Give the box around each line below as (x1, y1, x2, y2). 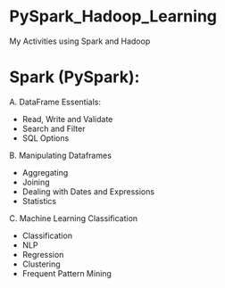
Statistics (21, 195, 57, 206)
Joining (21, 177, 51, 187)
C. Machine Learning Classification (9, 212, 138, 224)
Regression (21, 249, 64, 259)
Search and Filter (21, 123, 86, 134)
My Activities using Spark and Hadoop (9, 36, 151, 46)
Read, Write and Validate (21, 113, 113, 124)
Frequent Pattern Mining (21, 267, 112, 278)
